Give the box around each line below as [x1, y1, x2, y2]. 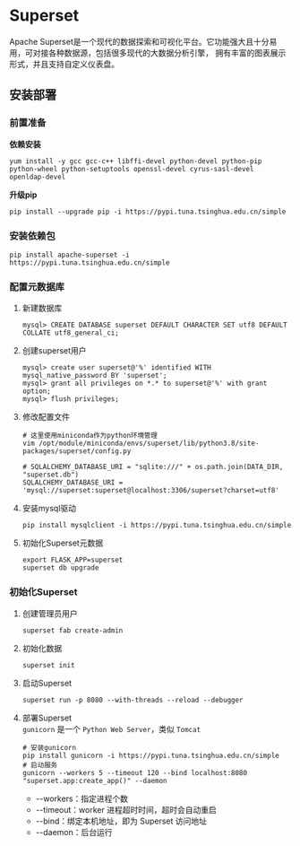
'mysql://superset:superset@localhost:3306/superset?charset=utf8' [21, 486, 279, 495]
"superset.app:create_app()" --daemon [21, 776, 167, 785]
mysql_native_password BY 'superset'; [21, 371, 167, 380]
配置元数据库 [9, 280, 65, 292]
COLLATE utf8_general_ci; [21, 328, 119, 337]
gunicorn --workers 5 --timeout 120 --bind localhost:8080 [21, 768, 248, 777]
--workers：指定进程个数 [35, 793, 128, 804]
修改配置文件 [21, 412, 70, 423]
